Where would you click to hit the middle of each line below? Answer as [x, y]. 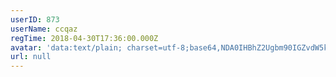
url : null [31, 57]
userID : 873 [35, 19]
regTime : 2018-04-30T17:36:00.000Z [84, 38]
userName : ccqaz [44, 29]
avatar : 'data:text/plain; [66, 47]
